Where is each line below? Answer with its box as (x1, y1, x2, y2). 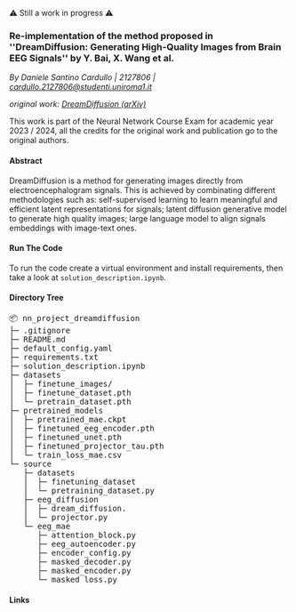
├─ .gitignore (9, 325, 71, 335)
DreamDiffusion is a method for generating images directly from (9, 175, 244, 186)
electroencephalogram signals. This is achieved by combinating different (9, 184, 276, 195)
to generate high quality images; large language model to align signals (9, 213, 267, 223)
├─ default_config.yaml (9, 342, 113, 353)
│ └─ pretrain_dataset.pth (9, 396, 132, 407)
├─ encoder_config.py (36, 547, 132, 558)
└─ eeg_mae (23, 520, 71, 531)
